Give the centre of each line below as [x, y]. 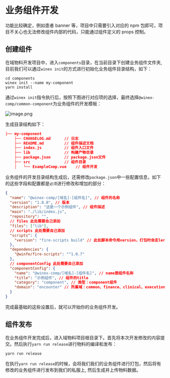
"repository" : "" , [29, 217]
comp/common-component [29, 104]
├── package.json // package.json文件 [60, 158]
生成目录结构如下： [25, 124]
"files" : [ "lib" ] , [29, 226]
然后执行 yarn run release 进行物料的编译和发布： [66, 344]
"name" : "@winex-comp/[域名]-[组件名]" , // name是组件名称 [74, 273]
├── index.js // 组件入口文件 [54, 148]
